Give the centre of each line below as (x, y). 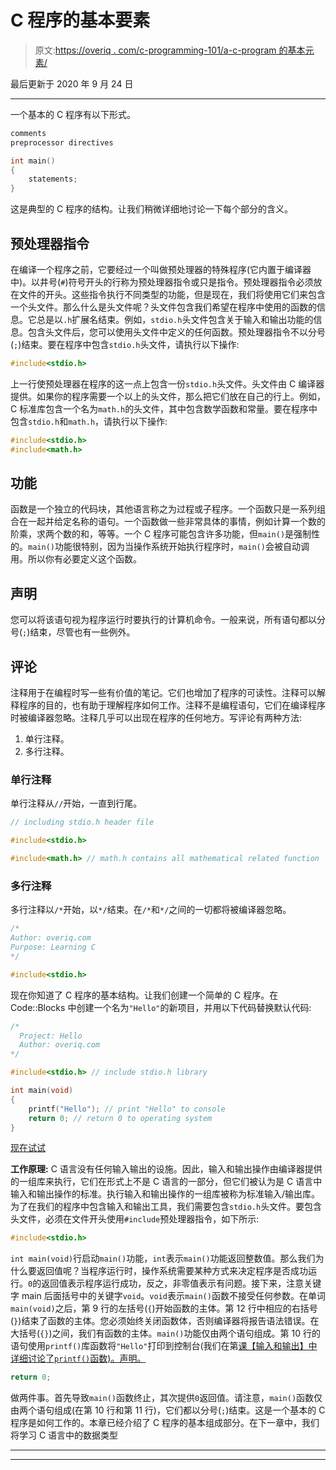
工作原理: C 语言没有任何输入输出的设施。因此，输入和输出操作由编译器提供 (166, 1169)
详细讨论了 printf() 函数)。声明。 (78, 1358)
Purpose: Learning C (53, 947)
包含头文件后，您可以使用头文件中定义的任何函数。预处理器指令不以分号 (176, 332)
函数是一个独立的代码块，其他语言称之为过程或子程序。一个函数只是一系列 (163, 509)
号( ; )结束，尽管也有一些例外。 (73, 632)
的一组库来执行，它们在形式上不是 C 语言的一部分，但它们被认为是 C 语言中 (166, 1182)
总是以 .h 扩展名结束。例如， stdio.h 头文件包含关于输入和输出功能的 (175, 319)
